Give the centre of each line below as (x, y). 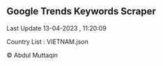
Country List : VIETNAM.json (47, 42)
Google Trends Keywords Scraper (81, 11)
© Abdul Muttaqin (32, 55)
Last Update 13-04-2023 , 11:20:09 (57, 28)
